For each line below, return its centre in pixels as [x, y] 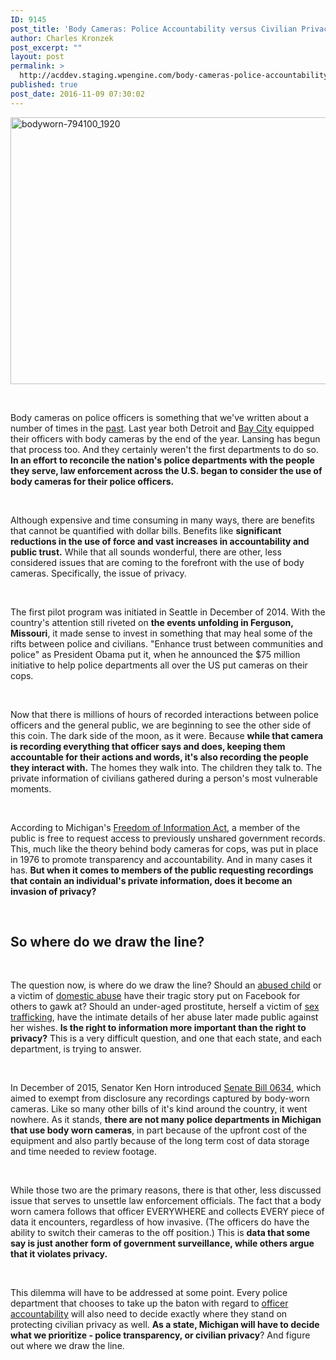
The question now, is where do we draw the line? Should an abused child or [166, 985]
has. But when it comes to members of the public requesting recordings [162, 870]
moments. [31, 788]
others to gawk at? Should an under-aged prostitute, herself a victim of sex [165, 1007]
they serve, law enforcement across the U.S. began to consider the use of [166, 470]
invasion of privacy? [53, 891]
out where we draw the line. [67, 1346]
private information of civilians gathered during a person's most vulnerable [164, 778]
